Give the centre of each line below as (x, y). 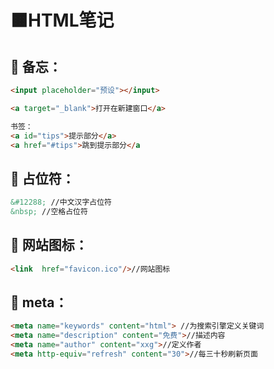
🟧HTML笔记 (62, 20)
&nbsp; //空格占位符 (49, 212)
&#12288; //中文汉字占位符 (61, 202)
